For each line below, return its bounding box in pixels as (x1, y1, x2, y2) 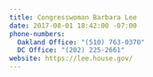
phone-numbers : (9, 29, 66, 38)
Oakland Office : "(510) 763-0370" (17, 37, 145, 47)
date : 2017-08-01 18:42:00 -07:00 (9, 21, 138, 30)
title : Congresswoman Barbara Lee (9, 12, 138, 22)
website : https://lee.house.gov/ (9, 54, 133, 63)
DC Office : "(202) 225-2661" (17, 46, 125, 55)
